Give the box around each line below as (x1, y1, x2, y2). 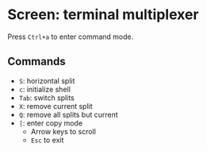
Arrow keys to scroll (30, 126, 97, 136)
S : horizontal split (18, 75, 75, 85)
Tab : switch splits (18, 93, 75, 103)
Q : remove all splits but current (18, 110, 118, 119)
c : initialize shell (18, 84, 71, 94)
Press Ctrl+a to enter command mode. (7, 32, 134, 41)
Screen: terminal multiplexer (7, 6, 199, 24)
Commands (7, 55, 67, 68)
